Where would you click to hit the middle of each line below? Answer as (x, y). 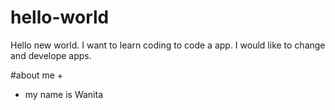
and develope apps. (51, 55)
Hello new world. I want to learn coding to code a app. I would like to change (168, 45)
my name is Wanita (63, 94)
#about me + (37, 75)
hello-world (60, 17)
